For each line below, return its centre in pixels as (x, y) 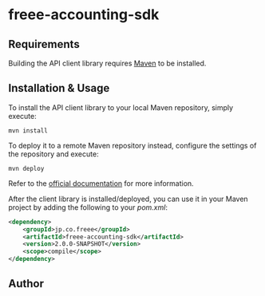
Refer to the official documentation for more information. (101, 183)
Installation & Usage (59, 88)
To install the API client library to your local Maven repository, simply (121, 107)
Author (26, 284)
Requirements (44, 44)
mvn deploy (26, 168)
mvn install (28, 130)
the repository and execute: (53, 154)
